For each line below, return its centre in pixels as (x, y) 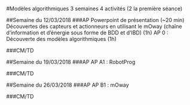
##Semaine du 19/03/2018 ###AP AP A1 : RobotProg (71, 62)
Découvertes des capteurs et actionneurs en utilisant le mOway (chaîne (94, 26)
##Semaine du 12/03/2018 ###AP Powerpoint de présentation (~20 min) (95, 20)
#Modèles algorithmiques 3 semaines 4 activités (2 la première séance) (94, 9)
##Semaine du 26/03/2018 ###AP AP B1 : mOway (68, 85)
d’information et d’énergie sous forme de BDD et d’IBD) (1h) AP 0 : (87, 33)
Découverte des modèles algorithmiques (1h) (62, 39)
